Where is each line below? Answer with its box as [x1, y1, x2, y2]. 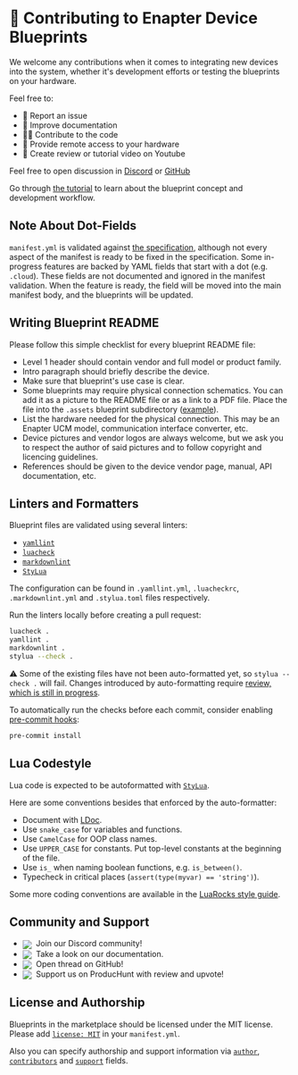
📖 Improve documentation [21, 120, 118, 130]
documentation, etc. [21, 470, 96, 481]
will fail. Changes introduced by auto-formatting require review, [39, 677, 272, 688]
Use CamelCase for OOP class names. [21, 833, 158, 844]
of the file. [21, 852, 61, 863]
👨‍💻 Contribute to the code [21, 129, 119, 139]
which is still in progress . [9, 687, 101, 698]
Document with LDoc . [21, 814, 103, 825]
